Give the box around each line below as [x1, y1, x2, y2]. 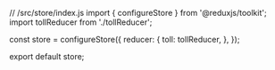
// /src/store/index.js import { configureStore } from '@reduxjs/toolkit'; [9, 8, 267, 18]
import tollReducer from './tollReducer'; [9, 17, 153, 27]
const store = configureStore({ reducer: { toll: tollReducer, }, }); [9, 35, 240, 44]
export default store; [9, 51, 85, 61]
